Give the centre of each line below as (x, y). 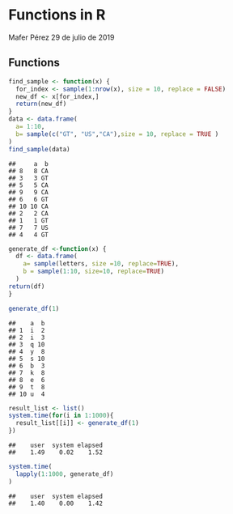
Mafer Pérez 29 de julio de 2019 (61, 37)
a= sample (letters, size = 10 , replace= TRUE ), (101, 264)
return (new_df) (41, 104)
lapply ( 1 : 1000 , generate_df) (65, 474)
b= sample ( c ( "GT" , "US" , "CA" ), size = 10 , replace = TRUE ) (117, 134)
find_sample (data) (39, 149)
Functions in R (57, 15)
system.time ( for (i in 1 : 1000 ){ (61, 416)
